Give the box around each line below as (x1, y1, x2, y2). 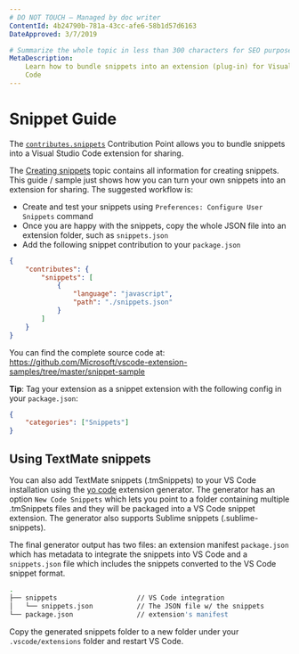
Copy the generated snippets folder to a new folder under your (9, 625, 239, 637)
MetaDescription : (9, 54, 74, 63)
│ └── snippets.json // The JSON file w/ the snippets (9, 601, 265, 610)
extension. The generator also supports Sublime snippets (9, 513, 220, 523)
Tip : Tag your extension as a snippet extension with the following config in (9, 383, 282, 394)
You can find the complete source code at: (9, 347, 166, 357)
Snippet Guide (9, 109, 117, 129)
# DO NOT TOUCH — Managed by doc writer (9, 12, 162, 22)
